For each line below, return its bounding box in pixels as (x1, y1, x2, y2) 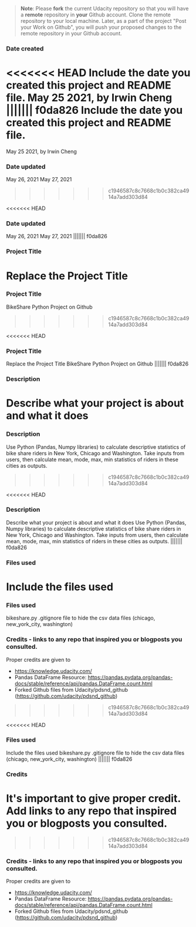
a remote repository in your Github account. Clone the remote (20, 11, 171, 18)
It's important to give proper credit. (6, 791, 181, 805)
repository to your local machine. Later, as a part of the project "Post (20, 18, 187, 24)
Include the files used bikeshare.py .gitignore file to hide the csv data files (6, 749, 185, 756)
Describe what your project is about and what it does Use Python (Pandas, (6, 519, 187, 526)
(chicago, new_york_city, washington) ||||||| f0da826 (6, 755, 133, 762)
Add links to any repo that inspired (6, 804, 177, 817)
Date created (6, 44, 44, 52)
